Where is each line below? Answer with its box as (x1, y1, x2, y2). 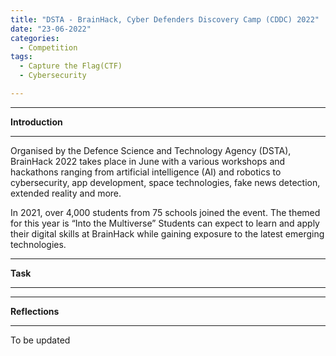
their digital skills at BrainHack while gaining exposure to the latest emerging (10, 227, 325, 240)
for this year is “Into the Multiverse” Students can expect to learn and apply (10, 217, 320, 229)
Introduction (10, 116, 63, 128)
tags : (10, 52, 33, 62)
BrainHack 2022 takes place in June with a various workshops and (10, 155, 286, 167)
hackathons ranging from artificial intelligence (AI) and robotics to (10, 166, 282, 178)
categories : (10, 33, 60, 43)
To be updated (10, 334, 71, 346)
